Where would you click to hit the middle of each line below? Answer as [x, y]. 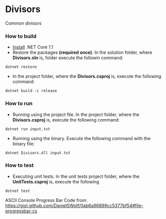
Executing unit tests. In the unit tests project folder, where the [76, 176]
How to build [21, 36]
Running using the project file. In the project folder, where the [76, 115]
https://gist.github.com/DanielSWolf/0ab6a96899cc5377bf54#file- [74, 205]
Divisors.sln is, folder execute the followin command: [68, 58]
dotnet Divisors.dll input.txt [38, 153]
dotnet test [18, 191]
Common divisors [23, 23]
